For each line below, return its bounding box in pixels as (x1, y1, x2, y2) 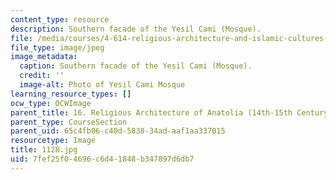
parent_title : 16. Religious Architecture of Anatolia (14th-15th (10, 107, 293, 118)
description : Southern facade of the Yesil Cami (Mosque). (10, 24, 262, 34)
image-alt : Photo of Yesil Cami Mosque (19, 80, 186, 90)
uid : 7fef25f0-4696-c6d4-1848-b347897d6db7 (10, 154, 195, 164)
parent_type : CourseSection (10, 117, 128, 127)
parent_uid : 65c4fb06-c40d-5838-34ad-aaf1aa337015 (10, 126, 226, 136)
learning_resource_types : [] (10, 89, 132, 99)
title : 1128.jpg (10, 145, 78, 155)
